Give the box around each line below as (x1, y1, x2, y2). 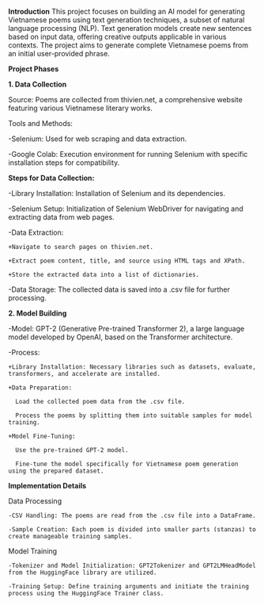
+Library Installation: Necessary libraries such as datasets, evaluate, (8, 363, 257, 371)
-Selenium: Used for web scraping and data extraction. (8, 134, 187, 144)
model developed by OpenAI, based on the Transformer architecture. (8, 332, 233, 342)
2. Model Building (8, 308, 67, 318)
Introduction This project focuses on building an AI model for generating (8, 7, 245, 16)
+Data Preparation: (8, 384, 73, 392)
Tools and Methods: (8, 119, 74, 128)
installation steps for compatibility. (8, 158, 120, 167)
